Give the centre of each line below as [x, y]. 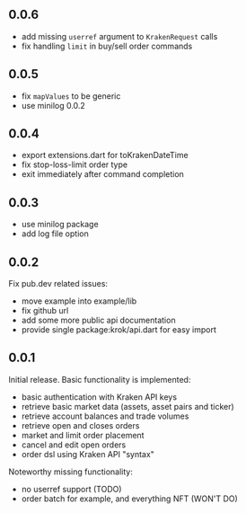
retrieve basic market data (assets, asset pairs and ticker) [127, 406]
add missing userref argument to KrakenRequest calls [119, 36]
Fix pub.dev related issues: [58, 284]
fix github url [45, 311]
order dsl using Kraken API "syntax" [88, 454]
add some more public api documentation [98, 320]
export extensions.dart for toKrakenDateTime [105, 155]
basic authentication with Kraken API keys [99, 397]
